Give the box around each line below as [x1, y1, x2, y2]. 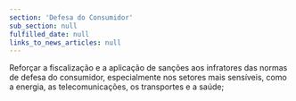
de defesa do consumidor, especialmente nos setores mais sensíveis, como [9, 72, 287, 83]
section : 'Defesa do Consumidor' [9, 13, 134, 22]
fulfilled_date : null [9, 29, 90, 38]
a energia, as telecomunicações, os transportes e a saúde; [9, 81, 225, 92]
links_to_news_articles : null [9, 38, 122, 47]
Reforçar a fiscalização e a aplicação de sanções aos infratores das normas [9, 63, 288, 73]
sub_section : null [9, 21, 78, 30]
